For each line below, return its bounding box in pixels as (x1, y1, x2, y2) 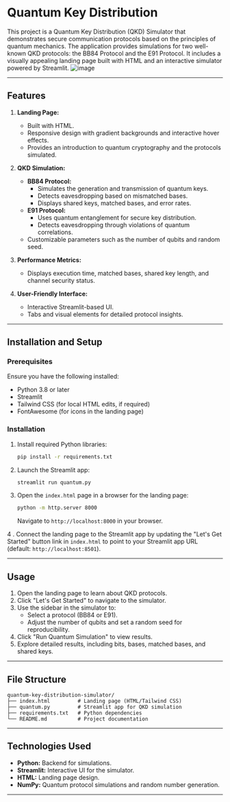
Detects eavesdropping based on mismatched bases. (37, 192, 188, 200)
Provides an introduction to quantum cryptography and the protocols (27, 143, 221, 151)
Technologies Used (7, 740, 91, 752)
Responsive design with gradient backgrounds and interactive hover (27, 129, 220, 137)
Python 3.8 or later (16, 385, 70, 394)
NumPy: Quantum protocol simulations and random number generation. (16, 780, 220, 788)
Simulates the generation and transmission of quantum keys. (37, 184, 209, 192)
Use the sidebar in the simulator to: (16, 604, 116, 612)
